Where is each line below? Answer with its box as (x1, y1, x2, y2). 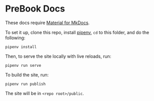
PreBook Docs (5, 3, 65, 15)
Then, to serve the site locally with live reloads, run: (5, 53, 111, 59)
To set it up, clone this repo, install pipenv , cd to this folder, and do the (5, 29, 149, 35)
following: (5, 35, 25, 41)
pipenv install (5, 44, 37, 49)
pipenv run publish (5, 81, 46, 86)
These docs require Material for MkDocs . (5, 20, 90, 26)
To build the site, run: (5, 71, 49, 78)
